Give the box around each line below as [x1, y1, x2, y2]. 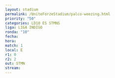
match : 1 [5, 43, 23, 48]
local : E [5, 47, 23, 52]
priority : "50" [5, 16, 36, 21]
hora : [5, 39, 16, 44]
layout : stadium [5, 7, 38, 12]
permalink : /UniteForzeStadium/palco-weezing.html [5, 12, 111, 16]
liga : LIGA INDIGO [5, 25, 43, 30]
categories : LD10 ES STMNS [5, 20, 60, 26]
